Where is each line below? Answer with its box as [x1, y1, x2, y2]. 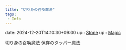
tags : [5, 12, 16, 17]
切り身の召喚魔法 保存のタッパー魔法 [5, 40, 80, 46]
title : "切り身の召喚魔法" [5, 7, 55, 12]
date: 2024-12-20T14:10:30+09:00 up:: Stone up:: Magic [5, 30, 121, 36]
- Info [7, 16, 21, 21]
